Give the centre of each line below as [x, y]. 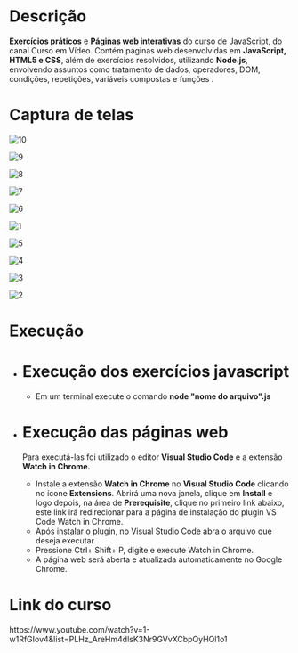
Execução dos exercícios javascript [156, 372]
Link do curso [60, 605]
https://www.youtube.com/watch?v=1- [80, 629]
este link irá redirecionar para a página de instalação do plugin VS [156, 512]
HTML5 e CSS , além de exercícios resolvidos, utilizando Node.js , [129, 60]
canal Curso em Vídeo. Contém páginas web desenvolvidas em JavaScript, [148, 50]
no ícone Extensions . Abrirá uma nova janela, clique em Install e [154, 493]
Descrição [48, 16]
